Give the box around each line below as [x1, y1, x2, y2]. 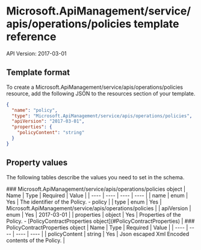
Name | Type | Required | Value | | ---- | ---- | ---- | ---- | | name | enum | [6, 191, 188, 199]
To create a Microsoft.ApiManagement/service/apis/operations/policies [6, 83, 184, 91]
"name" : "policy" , [11, 107, 58, 113]
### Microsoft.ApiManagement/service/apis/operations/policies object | [6, 185, 185, 193]
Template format [6, 68, 70, 78]
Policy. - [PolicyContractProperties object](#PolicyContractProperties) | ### [6, 217, 195, 225]
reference [6, 30, 57, 43]
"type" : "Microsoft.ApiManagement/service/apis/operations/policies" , [11, 113, 193, 119]
